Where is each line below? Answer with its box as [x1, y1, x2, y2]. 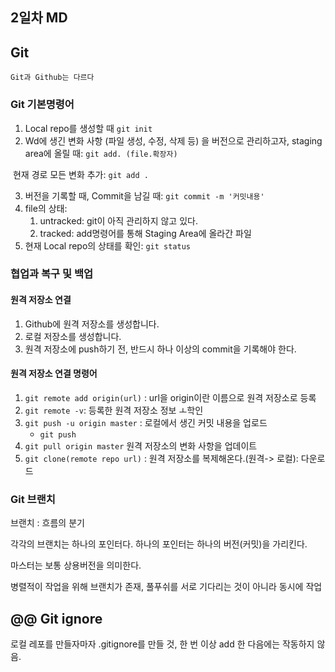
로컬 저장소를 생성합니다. [24, 330, 122, 342]
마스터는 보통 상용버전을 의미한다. [10, 559, 142, 572]
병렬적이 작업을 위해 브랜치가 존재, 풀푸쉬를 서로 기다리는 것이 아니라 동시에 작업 [10, 581, 323, 593]
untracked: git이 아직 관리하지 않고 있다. [39, 214, 198, 227]
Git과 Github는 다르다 [10, 73, 95, 83]
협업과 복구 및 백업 [10, 267, 94, 281]
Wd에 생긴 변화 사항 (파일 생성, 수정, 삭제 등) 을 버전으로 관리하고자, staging [24, 134, 323, 147]
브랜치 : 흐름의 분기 [10, 517, 85, 529]
